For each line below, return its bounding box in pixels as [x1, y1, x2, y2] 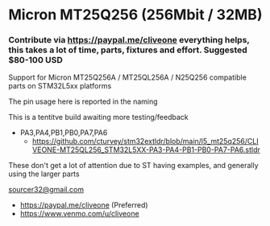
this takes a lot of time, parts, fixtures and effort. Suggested [8, 44, 247, 55]
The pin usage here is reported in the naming [8, 97, 159, 106]
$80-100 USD [8, 55, 63, 66]
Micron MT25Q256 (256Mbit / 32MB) [8, 6, 263, 24]
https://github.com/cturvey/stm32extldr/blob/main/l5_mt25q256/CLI [31, 137, 260, 146]
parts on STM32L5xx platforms [8, 81, 112, 91]
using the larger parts [8, 169, 80, 179]
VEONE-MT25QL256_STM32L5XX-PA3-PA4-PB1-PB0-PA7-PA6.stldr [31, 145, 260, 154]
